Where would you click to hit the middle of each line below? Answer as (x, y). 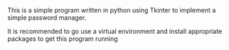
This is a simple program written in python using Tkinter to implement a (112, 10)
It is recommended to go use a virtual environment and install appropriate (115, 31)
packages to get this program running (63, 39)
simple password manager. (47, 18)
